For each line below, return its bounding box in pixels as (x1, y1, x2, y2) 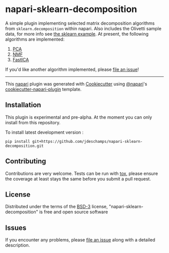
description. (5, 242, 30, 248)
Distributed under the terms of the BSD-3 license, (5, 204, 108, 210)
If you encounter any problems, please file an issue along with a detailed (5, 237, 155, 243)
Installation (5, 101, 41, 109)
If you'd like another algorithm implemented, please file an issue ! (5, 66, 139, 72)
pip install (5, 139, 30, 144)
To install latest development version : (5, 129, 84, 135)
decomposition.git (5, 143, 44, 148)
